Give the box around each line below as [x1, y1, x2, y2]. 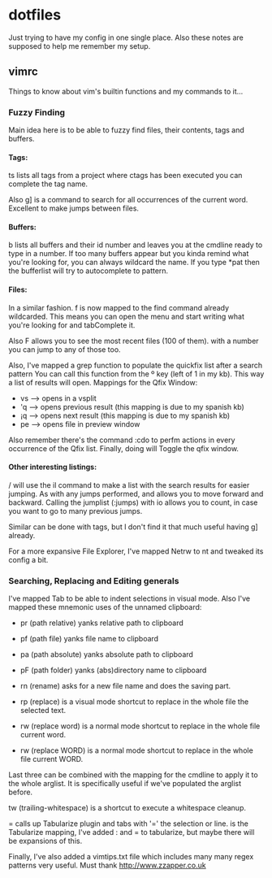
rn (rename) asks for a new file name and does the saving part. [19, 681, 231, 691]
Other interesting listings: [8, 462, 97, 472]
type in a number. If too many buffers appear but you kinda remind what [8, 249, 249, 259]
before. [8, 787, 33, 798]
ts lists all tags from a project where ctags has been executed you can [8, 171, 243, 180]
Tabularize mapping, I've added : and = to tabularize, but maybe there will [8, 828, 255, 837]
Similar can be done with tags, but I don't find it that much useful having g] [8, 522, 258, 532]
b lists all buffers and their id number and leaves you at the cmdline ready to [8, 240, 263, 250]
